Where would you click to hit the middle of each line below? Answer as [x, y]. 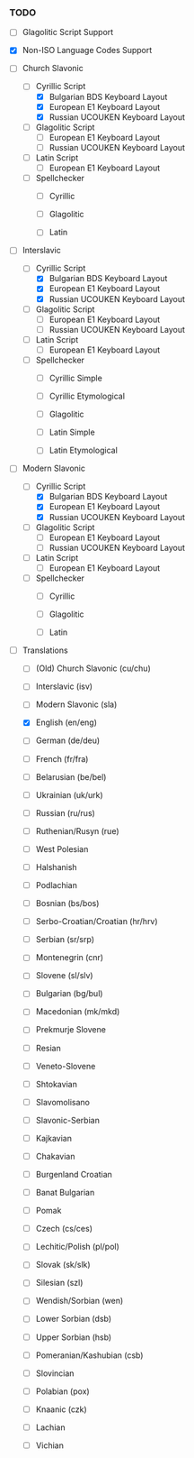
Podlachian [57, 885]
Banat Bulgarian [65, 1193]
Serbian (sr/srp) [65, 940]
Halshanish [57, 867]
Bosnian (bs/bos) [67, 903]
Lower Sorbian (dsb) [74, 1319]
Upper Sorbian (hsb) [74, 1337]
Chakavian [55, 1156]
